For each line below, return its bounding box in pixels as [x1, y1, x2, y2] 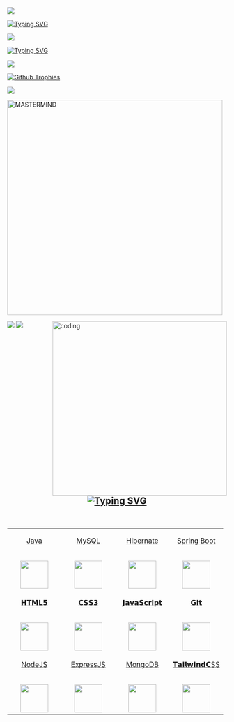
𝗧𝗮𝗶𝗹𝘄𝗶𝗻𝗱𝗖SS [173, 660, 221, 670]
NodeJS [20, 660, 48, 670]
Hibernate [126, 536, 159, 546]
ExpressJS [70, 660, 106, 670]
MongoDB [125, 660, 159, 670]
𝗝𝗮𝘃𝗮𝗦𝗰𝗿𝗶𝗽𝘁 [122, 598, 162, 608]
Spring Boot [176, 536, 216, 546]
